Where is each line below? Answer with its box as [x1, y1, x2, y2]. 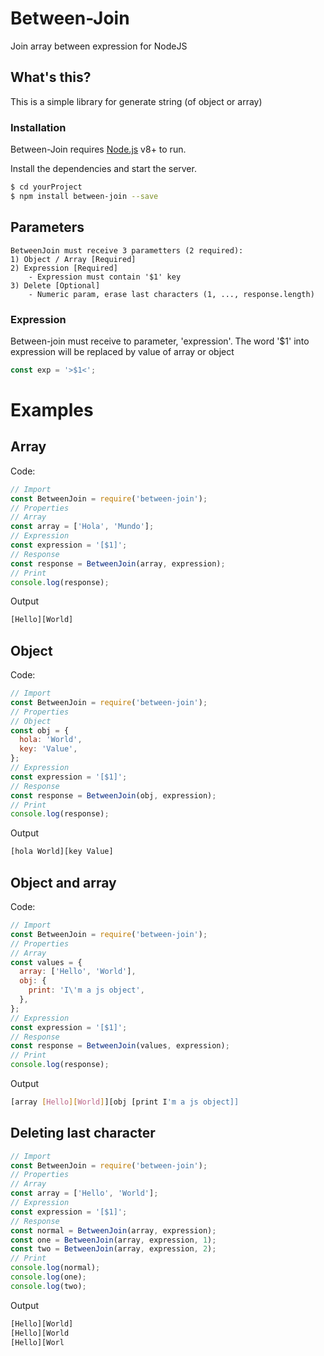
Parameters [10, 219, 85, 236]
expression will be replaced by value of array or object [10, 345, 235, 357]
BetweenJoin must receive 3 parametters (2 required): [10, 245, 244, 256]
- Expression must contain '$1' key [28, 272, 182, 282]
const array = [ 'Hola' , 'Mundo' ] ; [10, 522, 155, 532]
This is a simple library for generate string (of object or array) [10, 95, 263, 107]
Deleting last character [10, 1125, 156, 1142]
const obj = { [10, 725, 70, 736]
